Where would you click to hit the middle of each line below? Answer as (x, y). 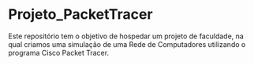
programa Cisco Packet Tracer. (58, 52)
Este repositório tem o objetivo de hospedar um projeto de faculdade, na (126, 36)
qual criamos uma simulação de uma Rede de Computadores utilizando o (127, 44)
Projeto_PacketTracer (80, 14)
